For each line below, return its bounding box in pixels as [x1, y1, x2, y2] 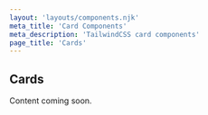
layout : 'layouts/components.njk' [9, 13, 140, 22]
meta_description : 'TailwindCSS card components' [9, 30, 201, 39]
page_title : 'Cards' [9, 38, 88, 48]
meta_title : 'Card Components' [9, 22, 128, 31]
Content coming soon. [9, 95, 92, 106]
